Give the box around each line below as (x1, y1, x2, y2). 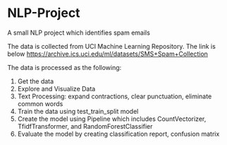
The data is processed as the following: (7, 63, 122, 71)
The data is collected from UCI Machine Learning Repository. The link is (7, 42, 216, 50)
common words (17, 99, 63, 108)
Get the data (17, 76, 54, 86)
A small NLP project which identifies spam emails (7, 28, 150, 37)
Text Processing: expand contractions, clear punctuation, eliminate (17, 92, 212, 100)
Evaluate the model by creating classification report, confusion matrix (17, 129, 220, 138)
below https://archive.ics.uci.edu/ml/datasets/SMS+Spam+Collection (7, 50, 208, 58)
